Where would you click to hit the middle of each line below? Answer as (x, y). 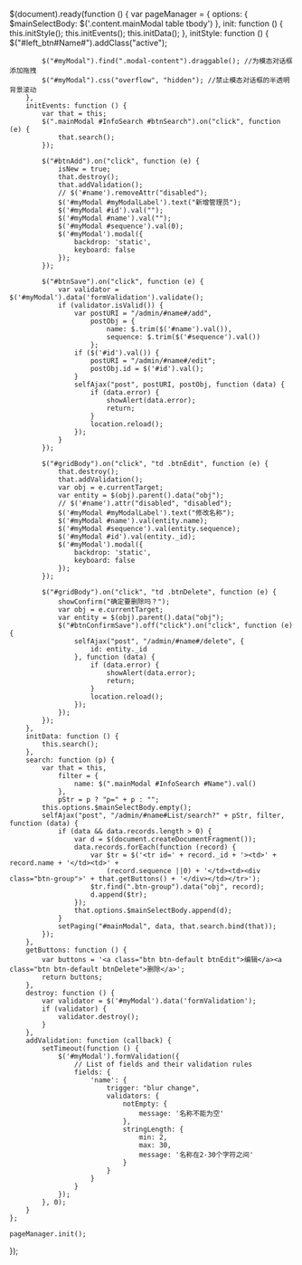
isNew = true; (84, 169)
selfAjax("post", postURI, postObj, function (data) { (179, 385)
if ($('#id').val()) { (117, 353)
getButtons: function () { (76, 950)
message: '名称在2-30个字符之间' (196, 1155)
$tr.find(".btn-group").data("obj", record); (177, 887)
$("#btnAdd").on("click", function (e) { (121, 161)
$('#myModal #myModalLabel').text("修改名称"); (146, 513)
